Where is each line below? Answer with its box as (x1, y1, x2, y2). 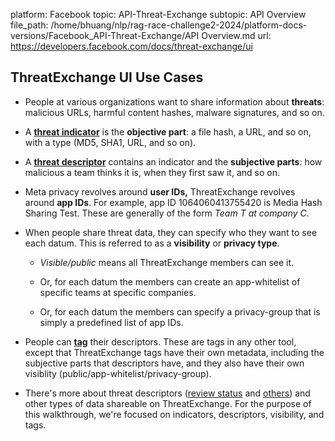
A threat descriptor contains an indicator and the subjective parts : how (24, 155, 323, 168)
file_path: (10, 19, 49, 31)
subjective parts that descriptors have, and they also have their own (24, 357, 305, 369)
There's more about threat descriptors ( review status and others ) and (24, 387, 311, 399)
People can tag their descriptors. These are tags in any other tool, (24, 335, 297, 348)
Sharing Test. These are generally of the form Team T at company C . (24, 207, 310, 219)
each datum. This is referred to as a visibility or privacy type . (24, 237, 280, 249)
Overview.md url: (201, 30, 272, 41)
